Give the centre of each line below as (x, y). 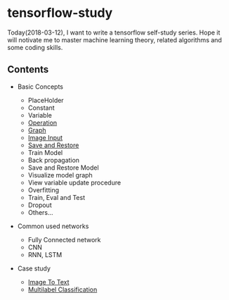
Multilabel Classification (63, 289)
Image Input (45, 137)
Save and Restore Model (64, 168)
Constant (41, 108)
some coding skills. (35, 47)
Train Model (45, 152)
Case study (34, 268)
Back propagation (53, 160)
